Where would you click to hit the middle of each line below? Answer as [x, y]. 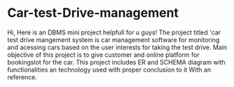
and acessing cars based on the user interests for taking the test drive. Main [117, 47]
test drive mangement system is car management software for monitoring [113, 39]
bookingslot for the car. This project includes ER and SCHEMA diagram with [116, 62]
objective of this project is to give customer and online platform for [103, 55]
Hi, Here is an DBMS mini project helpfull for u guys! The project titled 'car [114, 32]
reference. [22, 77]
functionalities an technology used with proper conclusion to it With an [109, 69]
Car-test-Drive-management [93, 13]
